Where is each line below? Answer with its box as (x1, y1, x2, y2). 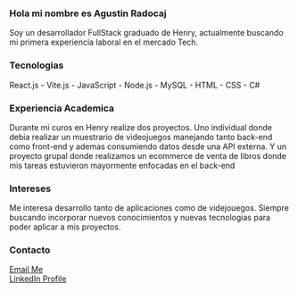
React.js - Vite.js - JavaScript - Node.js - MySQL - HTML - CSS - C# (9, 79, 261, 90)
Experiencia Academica (9, 102, 114, 114)
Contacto (9, 244, 51, 256)
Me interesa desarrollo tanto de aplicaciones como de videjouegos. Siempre (9, 203, 290, 213)
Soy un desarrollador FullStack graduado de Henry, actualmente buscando (9, 28, 284, 38)
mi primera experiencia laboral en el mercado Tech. (9, 37, 199, 47)
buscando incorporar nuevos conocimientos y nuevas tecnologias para (9, 213, 270, 223)
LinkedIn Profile (9, 273, 67, 284)
